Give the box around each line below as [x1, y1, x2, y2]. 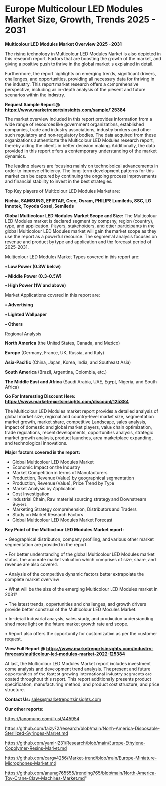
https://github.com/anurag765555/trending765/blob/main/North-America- [5, 770, 157, 776]
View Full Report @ [5, 645, 46, 651]
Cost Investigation [12, 491, 50, 497]
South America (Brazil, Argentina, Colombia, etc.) [5, 369, 107, 375]
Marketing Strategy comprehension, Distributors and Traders [12, 506, 137, 512]
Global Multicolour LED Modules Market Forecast [12, 517, 113, 523]
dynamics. [5, 153, 26, 159]
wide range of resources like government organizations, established [5, 121, 144, 127]
